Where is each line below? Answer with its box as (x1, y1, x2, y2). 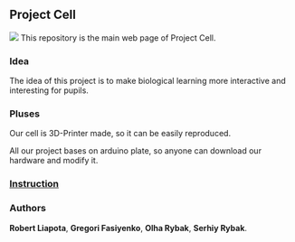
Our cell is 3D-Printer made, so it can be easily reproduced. (9, 128, 232, 139)
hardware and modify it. (9, 155, 99, 166)
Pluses (9, 107, 41, 120)
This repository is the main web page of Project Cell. (20, 32, 216, 43)
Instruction (9, 178, 60, 191)
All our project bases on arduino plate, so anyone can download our (9, 145, 262, 156)
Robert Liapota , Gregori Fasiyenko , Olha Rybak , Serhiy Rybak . (9, 222, 247, 233)
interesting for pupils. (9, 85, 89, 96)
